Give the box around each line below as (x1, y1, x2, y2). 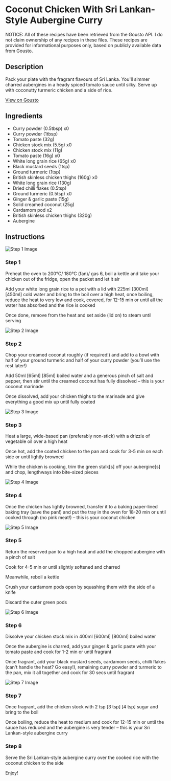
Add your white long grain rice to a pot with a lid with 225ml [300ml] (5, 285, 149, 292)
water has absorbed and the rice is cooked (5, 302, 95, 308)
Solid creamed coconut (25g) (12, 201, 75, 208)
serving (5, 317, 21, 323)
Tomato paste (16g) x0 (12, 152, 60, 159)
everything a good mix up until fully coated (5, 398, 95, 405)
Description (5, 62, 43, 71)
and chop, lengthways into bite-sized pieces (5, 469, 99, 475)
